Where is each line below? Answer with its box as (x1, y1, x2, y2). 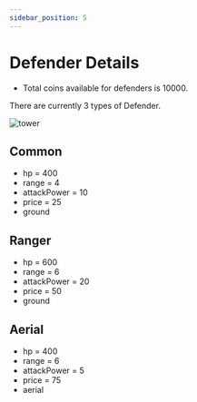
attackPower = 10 (22, 187, 88, 198)
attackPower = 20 (22, 276, 90, 287)
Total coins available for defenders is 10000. (22, 83, 189, 93)
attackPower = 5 (22, 365, 84, 376)
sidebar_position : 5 (9, 13, 88, 23)
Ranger (9, 232, 52, 248)
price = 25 (22, 197, 62, 208)
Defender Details (9, 52, 140, 73)
